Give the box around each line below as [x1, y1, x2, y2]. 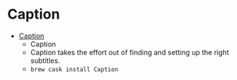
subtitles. [30, 56, 60, 65]
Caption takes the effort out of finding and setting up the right [30, 47, 229, 57]
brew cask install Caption [30, 65, 119, 73]
